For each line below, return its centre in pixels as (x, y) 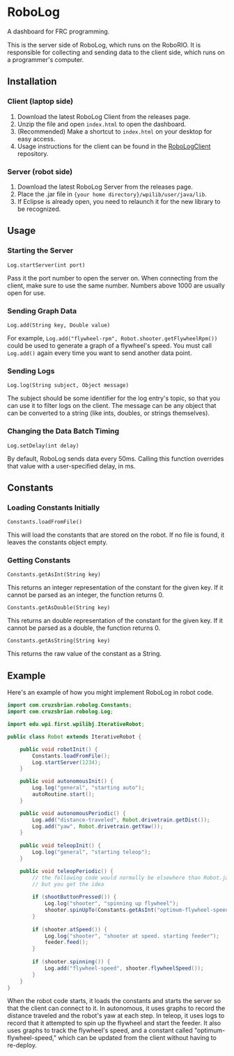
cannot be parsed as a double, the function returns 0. (84, 628)
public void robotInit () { (59, 749)
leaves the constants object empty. (57, 542)
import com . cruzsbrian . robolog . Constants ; (70, 705)
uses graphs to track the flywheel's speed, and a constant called (100, 1030)
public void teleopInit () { (60, 846)
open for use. (26, 292)
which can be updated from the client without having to (138, 1038)
